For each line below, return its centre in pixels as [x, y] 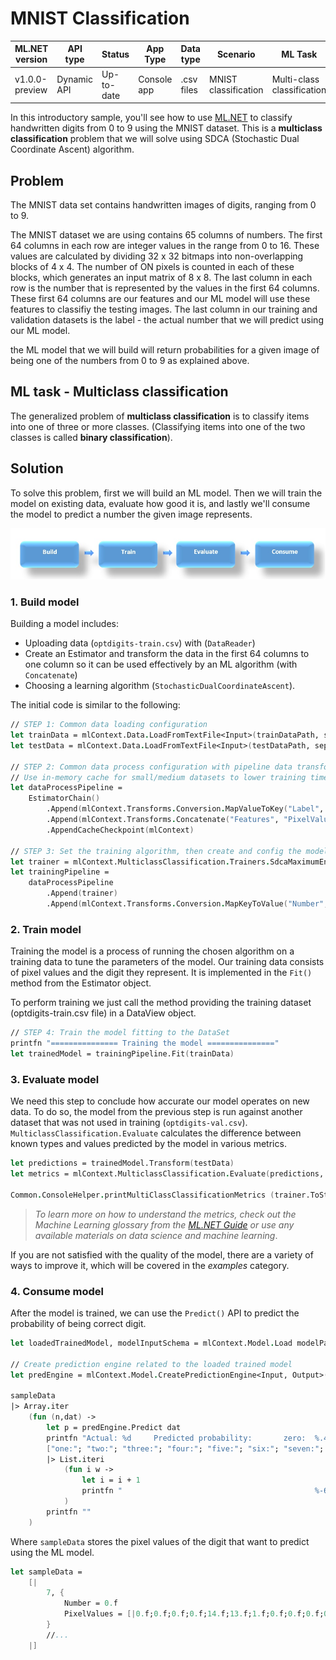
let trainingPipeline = [60, 872]
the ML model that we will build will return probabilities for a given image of [165, 350]
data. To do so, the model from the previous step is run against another [156, 1112]
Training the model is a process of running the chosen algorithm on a [152, 951]
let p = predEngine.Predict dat [114, 1427]
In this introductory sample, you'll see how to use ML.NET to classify [151, 118]
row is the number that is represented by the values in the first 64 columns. [165, 288]
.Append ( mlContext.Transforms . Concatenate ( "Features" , [163, 820]
